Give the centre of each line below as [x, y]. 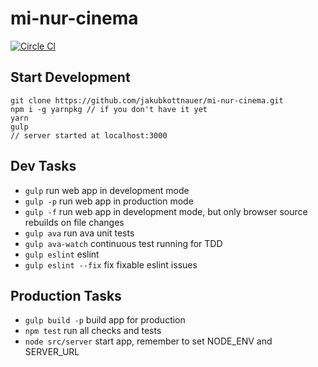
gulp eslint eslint [62, 254]
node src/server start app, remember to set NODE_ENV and [148, 341]
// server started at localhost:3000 [89, 135]
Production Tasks [66, 295]
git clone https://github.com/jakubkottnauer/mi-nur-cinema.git [147, 100]
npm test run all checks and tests [93, 331]
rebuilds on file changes [74, 222]
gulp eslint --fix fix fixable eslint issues [111, 264]
